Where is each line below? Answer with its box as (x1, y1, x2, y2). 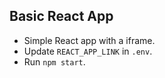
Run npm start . (23, 55, 86, 68)
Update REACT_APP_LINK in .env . (23, 45, 153, 57)
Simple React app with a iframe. (23, 34, 156, 46)
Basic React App (9, 8, 114, 25)
